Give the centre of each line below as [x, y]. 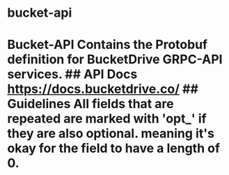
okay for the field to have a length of [114, 149]
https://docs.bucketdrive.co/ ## [103, 89]
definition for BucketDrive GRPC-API [115, 60]
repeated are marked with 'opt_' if [107, 119]
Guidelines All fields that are [90, 104]
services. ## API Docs [72, 74]
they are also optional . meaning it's [111, 134]
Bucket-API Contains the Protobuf [107, 45]
